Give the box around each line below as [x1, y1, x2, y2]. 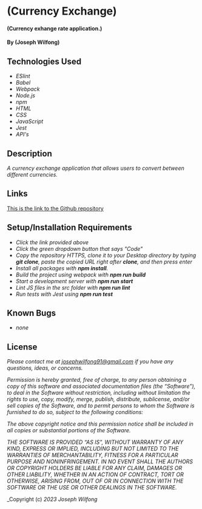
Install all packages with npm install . [15, 264, 109, 272]
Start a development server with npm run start [15, 277, 133, 284]
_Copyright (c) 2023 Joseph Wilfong [7, 496, 98, 503]
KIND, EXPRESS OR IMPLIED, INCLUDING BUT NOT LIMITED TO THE [7, 445, 179, 452]
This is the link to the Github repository [7, 205, 104, 212]
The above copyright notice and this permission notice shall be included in [7, 420, 194, 427]
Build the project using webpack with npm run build [15, 271, 146, 278]
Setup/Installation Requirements [7, 222, 132, 233]
